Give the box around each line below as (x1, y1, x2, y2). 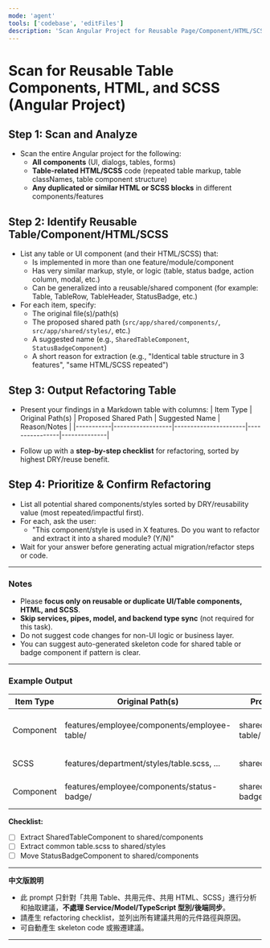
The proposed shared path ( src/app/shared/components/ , (31, 317, 221, 327)
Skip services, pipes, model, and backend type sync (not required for (19, 613, 255, 624)
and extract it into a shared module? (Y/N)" (31, 533, 174, 543)
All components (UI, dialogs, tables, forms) (31, 158, 176, 167)
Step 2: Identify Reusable (8, 215, 137, 229)
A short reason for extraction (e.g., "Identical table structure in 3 (31, 352, 245, 361)
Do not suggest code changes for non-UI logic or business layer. (19, 631, 235, 641)
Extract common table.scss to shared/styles (19, 842, 166, 851)
